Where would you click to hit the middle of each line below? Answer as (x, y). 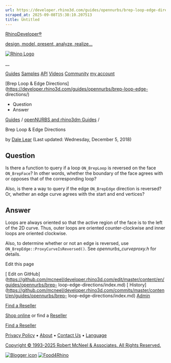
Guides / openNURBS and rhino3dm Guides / (52, 120)
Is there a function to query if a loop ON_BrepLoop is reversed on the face (81, 168)
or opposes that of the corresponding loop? (51, 179)
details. (13, 254)
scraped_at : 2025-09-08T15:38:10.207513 (49, 15)
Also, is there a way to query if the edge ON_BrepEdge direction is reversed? (83, 189)
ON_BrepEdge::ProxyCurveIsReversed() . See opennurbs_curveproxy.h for (81, 249)
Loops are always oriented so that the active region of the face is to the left (84, 222)
